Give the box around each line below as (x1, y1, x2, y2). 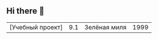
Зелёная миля (85, 23, 127, 31)
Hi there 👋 (6, 6, 45, 16)
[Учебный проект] (9, 23, 63, 31)
